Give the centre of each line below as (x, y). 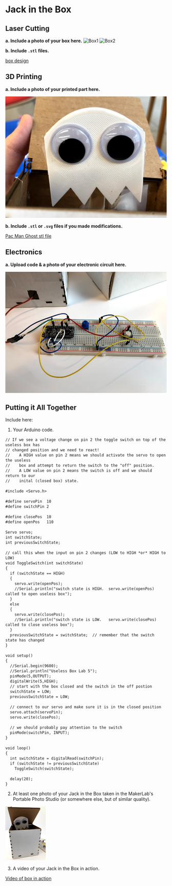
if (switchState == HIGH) (38, 574)
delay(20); (21, 779)
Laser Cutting (27, 29)
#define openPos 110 (29, 522)
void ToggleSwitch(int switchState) (44, 563)
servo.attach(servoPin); (36, 712)
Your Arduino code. (33, 430)
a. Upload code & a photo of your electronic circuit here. (66, 264)
